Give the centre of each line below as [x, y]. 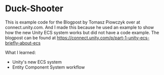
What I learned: [21, 52]
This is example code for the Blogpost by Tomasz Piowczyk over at [73, 22]
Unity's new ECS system [37, 62]
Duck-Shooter [34, 9]
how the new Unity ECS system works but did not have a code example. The [82, 32]
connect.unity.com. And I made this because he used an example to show [80, 27]
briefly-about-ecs [23, 43]
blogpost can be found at [31, 38]
